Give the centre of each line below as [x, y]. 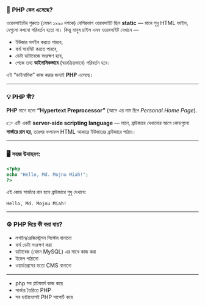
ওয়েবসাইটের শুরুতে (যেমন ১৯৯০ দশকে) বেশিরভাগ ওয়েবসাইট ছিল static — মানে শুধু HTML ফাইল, [97, 23]
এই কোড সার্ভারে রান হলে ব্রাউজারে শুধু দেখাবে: [46, 192]
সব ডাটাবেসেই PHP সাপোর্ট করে [44, 297]
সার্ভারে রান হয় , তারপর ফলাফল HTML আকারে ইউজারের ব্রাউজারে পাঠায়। [71, 131]
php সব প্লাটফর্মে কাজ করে [39, 283]
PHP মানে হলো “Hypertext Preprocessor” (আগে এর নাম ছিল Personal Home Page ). [102, 110]
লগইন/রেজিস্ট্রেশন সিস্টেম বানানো [43, 238]
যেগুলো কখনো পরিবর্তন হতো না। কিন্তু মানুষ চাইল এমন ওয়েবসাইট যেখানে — [73, 30]
